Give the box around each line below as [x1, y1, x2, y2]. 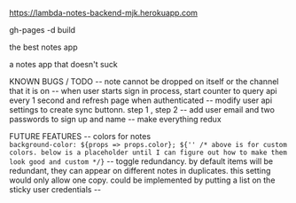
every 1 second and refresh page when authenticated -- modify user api [9, 95, 273, 105]
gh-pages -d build [9, 25, 76, 35]
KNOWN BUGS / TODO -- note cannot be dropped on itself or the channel [9, 76, 279, 87]
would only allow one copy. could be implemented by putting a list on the [9, 175, 276, 185]
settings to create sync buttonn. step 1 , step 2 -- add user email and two [9, 105, 275, 114]
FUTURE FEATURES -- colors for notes [9, 131, 152, 141]
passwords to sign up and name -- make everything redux [9, 114, 222, 124]
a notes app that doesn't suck [9, 59, 118, 69]
